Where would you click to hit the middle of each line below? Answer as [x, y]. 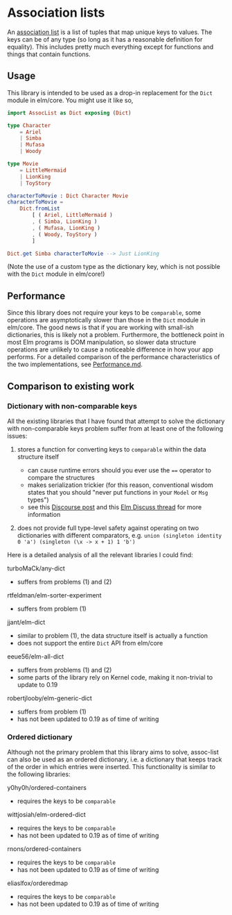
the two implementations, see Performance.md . [75, 364]
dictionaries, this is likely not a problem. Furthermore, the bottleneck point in [116, 335]
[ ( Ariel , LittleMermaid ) [72, 215]
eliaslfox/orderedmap [37, 883]
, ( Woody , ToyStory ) [65, 234]
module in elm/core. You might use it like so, [70, 100]
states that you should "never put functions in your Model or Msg [118, 492]
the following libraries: [39, 774]
